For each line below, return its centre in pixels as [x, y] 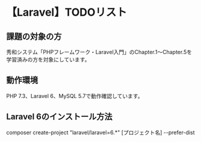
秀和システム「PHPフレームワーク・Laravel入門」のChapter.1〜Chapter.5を [99, 52]
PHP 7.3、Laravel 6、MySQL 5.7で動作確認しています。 [75, 96]
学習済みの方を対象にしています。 [48, 60]
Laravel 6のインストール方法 [59, 117]
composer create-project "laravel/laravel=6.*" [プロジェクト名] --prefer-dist [100, 132]
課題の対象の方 [34, 36]
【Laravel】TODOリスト [67, 12]
